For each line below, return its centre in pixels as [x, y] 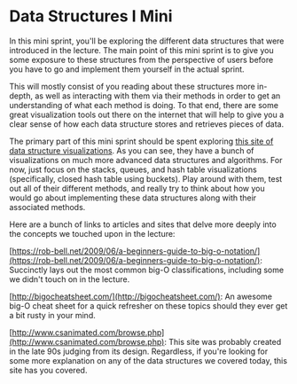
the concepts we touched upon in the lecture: [92, 233]
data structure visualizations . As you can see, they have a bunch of [132, 150]
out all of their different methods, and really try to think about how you [137, 188]
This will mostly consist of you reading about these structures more [132, 86]
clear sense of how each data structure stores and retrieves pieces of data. [147, 124]
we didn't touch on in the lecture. [70, 279]
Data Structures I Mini [91, 16]
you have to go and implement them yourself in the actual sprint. [127, 69]
